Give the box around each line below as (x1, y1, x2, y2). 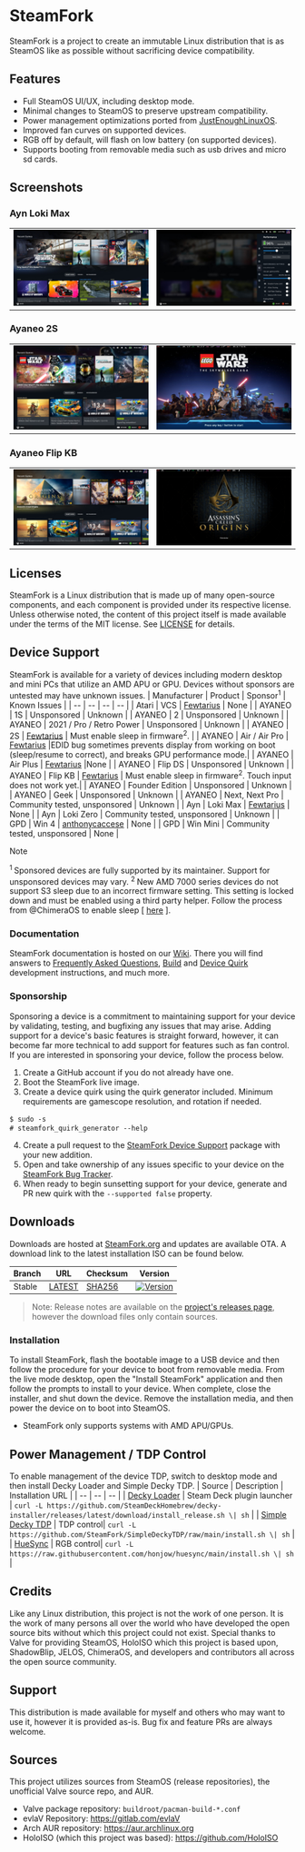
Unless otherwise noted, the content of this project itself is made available (9, 609, 287, 620)
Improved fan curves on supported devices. (22, 124, 187, 135)
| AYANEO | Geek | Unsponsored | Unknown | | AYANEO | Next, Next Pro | (9, 789, 284, 800)
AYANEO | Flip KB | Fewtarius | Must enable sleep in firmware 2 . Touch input (9, 768, 292, 781)
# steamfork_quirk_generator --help (9, 1124, 148, 1133)
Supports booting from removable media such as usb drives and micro (22, 144, 287, 154)
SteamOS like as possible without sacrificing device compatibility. (9, 45, 255, 55)
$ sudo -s (9, 1114, 47, 1124)
